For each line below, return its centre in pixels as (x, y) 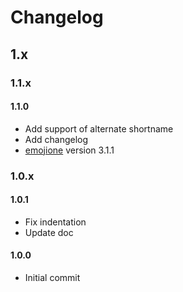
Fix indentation (55, 222)
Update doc (49, 232)
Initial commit (52, 278)
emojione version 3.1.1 (69, 150)
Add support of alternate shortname (99, 128)
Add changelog (56, 139)
